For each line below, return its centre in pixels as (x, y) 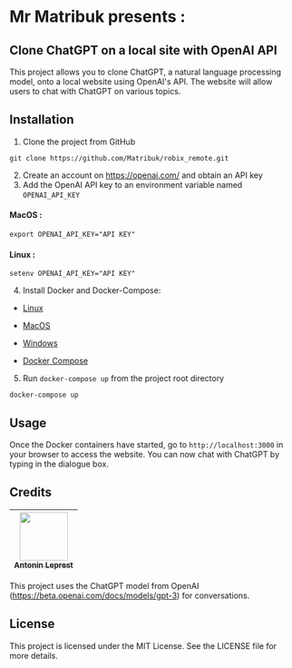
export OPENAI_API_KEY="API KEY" (73, 235)
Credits (31, 492)
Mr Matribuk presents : (97, 17)
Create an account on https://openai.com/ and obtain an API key (142, 175)
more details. (34, 655)
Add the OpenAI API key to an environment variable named (132, 184)
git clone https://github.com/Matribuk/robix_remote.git (119, 158)
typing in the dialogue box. (59, 464)
